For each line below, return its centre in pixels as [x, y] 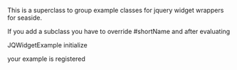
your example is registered [46, 59]
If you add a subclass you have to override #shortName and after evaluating [119, 31]
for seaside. [25, 18]
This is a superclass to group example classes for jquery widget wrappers [116, 10]
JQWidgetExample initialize [47, 45]
